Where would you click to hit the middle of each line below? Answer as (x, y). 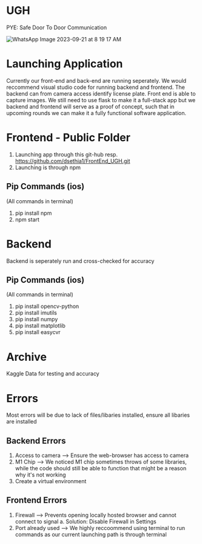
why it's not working (40, 475)
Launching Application (65, 64)
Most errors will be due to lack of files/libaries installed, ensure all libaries (98, 415)
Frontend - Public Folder (68, 138)
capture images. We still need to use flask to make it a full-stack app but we (101, 100)
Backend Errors (36, 441)
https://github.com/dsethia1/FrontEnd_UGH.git (72, 161)
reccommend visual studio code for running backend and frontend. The (96, 87)
